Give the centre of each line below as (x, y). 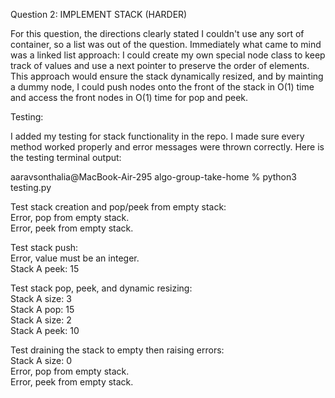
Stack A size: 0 (41, 360)
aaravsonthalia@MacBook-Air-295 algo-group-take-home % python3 (153, 177)
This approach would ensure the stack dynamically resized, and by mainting (167, 76)
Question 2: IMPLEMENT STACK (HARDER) (99, 14)
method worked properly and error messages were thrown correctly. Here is (167, 147)
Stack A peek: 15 (45, 268)
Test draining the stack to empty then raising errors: (117, 350)
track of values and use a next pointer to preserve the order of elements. (160, 65)
